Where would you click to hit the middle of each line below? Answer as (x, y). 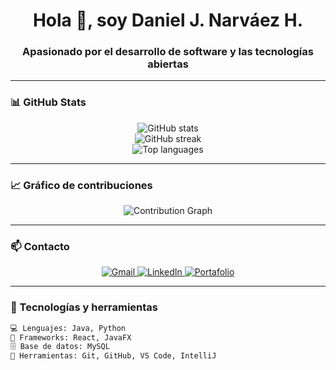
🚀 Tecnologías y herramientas (84, 307)
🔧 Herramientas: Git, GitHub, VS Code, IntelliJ (113, 356)
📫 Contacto (40, 246)
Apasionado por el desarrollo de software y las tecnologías (168, 52)
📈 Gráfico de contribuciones (81, 185)
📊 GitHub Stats (48, 102)
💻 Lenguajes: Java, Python (68, 328)
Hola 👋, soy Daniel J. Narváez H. (168, 20)
